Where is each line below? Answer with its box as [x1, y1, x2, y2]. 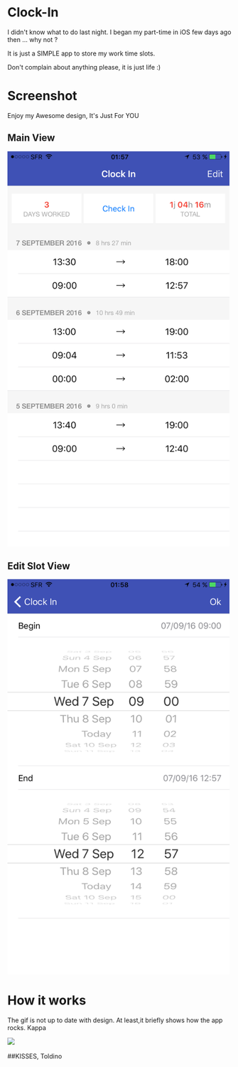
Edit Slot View [7, 559, 70, 572]
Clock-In [7, 4, 59, 21]
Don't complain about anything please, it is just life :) [7, 63, 161, 71]
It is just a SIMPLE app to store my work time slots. [7, 49, 156, 58]
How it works [7, 992, 87, 1009]
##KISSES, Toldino [7, 1052, 63, 1061]
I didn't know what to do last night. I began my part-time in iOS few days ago [7, 28, 232, 36]
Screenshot [7, 88, 77, 104]
